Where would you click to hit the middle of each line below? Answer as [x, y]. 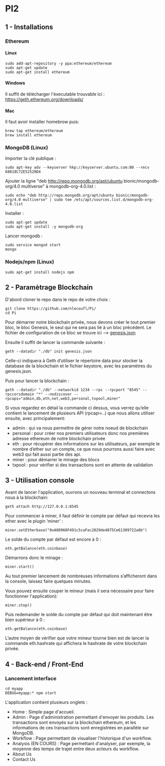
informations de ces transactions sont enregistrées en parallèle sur [81, 728]
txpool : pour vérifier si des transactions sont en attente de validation [82, 465]
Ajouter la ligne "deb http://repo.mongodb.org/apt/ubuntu [64, 181]
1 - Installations [29, 27]
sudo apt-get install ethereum [37, 72]
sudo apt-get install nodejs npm [40, 272]
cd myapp [14, 689]
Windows [15, 83]
